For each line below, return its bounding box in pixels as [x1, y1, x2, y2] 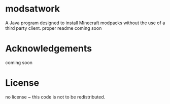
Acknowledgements [5, 43, 92, 55]
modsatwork [5, 3, 60, 15]
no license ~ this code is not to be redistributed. [5, 94, 106, 100]
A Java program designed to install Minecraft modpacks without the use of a [5, 20, 165, 26]
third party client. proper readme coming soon [5, 25, 102, 31]
